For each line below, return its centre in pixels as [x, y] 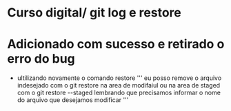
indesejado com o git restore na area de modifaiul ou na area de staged [119, 85]
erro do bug [41, 59]
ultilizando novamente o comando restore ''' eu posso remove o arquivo [119, 78]
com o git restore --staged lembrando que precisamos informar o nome [119, 93]
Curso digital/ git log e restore [94, 13]
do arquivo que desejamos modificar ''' [73, 100]
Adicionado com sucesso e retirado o [116, 44]
